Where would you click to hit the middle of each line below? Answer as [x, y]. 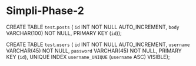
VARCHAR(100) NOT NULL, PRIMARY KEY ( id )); [64, 33]
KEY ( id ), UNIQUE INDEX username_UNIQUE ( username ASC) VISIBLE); [88, 57]
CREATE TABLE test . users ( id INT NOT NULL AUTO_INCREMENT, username [98, 44]
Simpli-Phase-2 [45, 11]
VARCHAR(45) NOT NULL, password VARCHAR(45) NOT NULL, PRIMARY [94, 50]
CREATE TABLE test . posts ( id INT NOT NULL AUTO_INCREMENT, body [93, 27]
